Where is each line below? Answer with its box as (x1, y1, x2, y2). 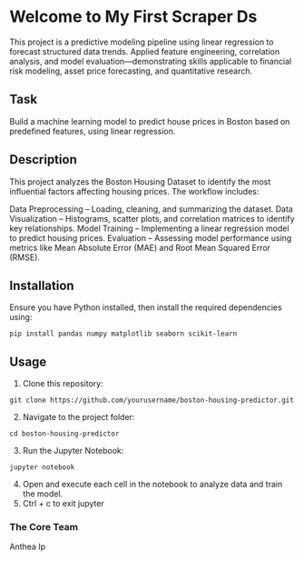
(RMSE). (9, 252, 41, 263)
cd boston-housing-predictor (9, 429, 120, 438)
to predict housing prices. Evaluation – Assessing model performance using (9, 232, 292, 243)
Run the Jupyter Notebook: (22, 446, 124, 456)
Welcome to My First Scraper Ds (9, 6, 258, 27)
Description (9, 152, 77, 167)
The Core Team (9, 521, 79, 534)
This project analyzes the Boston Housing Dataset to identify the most (9, 175, 271, 187)
